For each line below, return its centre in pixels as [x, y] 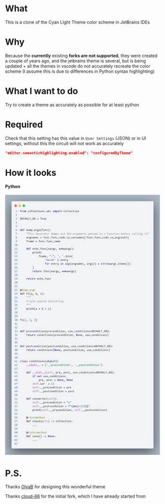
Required [24, 125]
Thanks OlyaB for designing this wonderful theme [55, 487]
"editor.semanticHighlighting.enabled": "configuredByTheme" [69, 153]
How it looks [31, 173]
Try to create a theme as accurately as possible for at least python [72, 105]
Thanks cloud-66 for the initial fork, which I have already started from [75, 496]
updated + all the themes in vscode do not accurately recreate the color [78, 66]
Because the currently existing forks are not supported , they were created [82, 56]
